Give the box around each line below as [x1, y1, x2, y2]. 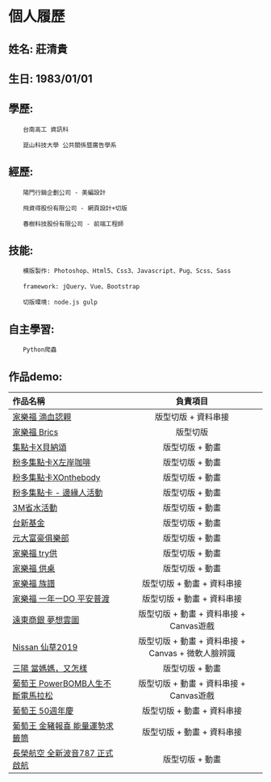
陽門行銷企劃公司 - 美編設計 [23, 188, 106, 196]
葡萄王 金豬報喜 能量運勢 [12, 721, 106, 732]
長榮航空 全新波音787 [12, 748, 95, 759]
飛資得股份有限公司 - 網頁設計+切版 [23, 204, 127, 212]
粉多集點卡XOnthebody [12, 472, 101, 483]
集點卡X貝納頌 [12, 442, 67, 453]
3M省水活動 [12, 502, 58, 514]
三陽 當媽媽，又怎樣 [12, 663, 88, 675]
